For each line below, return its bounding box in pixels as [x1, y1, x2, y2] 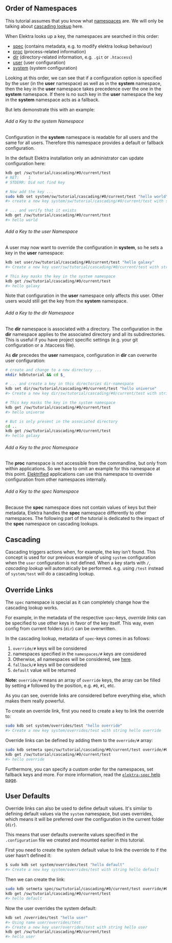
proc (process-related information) [12, 48, 86, 54]
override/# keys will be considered [12, 646, 87, 652]
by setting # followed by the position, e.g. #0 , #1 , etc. [5, 683, 116, 689]
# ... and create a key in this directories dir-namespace [5, 382, 134, 387]
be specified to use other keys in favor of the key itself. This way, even [5, 620, 154, 626]
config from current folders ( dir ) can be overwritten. [5, 626, 116, 632]
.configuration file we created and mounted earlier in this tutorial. [5, 837, 145, 843]
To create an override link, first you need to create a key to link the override [5, 708, 164, 714]
